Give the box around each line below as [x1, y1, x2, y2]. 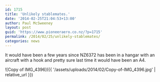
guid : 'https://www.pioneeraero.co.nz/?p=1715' [5, 30, 103, 34]
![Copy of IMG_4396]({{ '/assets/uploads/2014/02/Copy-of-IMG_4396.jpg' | [5, 66, 156, 72]
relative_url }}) [5, 71, 33, 78]
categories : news [5, 39, 40, 44]
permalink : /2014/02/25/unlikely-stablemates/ [5, 34, 101, 39]
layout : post [5, 25, 31, 30]
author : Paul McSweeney [5, 20, 53, 26]
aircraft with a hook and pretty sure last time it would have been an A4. [5, 57, 146, 63]
